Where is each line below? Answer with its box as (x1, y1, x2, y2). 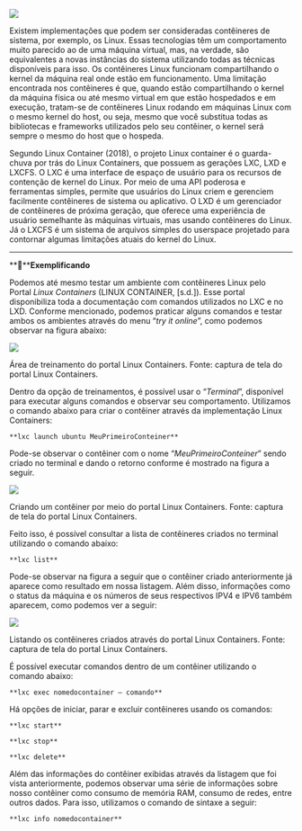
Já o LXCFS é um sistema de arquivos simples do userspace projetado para (9, 225, 290, 235)
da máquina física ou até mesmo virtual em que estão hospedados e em (9, 93, 277, 103)
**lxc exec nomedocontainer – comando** (9, 688, 164, 697)
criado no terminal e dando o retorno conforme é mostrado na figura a (9, 458, 270, 468)
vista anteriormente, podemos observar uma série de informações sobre (9, 778, 279, 789)
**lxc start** (9, 721, 63, 730)
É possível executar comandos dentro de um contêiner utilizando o (9, 661, 257, 672)
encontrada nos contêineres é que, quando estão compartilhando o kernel (9, 83, 285, 94)
